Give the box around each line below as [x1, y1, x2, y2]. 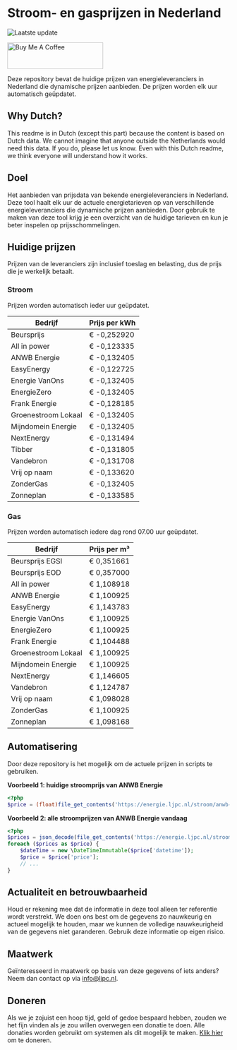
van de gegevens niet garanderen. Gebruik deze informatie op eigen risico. [7, 927, 226, 936]
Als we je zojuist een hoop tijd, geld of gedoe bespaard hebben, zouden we [7, 1013, 227, 1022]
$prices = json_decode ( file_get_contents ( [7, 834, 134, 841]
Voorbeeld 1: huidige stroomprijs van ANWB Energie [7, 780, 164, 789]
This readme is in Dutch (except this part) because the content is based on [7, 129, 224, 137]
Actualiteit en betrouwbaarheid [7, 886, 148, 898]
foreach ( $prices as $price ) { [7, 840, 99, 848]
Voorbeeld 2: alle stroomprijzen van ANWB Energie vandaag [7, 813, 188, 822]
